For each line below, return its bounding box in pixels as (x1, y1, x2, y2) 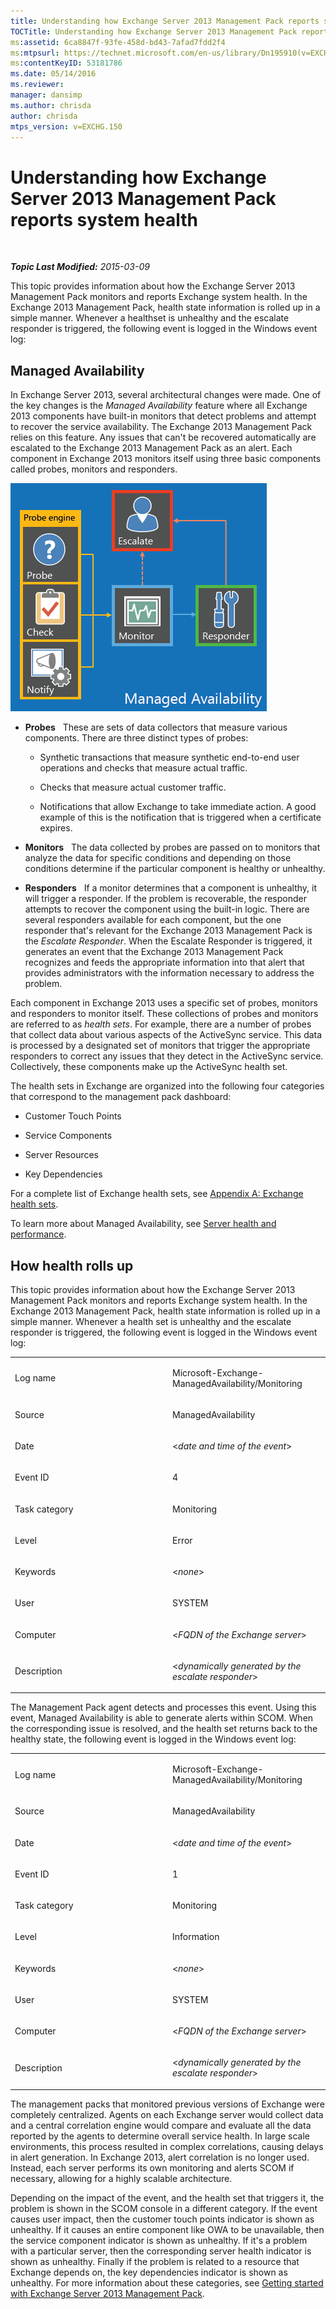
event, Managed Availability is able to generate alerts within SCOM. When (10, 1712, 314, 1724)
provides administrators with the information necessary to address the (24, 967, 315, 979)
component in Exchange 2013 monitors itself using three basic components (10, 453, 322, 465)
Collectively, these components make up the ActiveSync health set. (10, 1061, 288, 1073)
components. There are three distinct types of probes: (24, 732, 249, 744)
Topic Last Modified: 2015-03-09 (10, 261, 150, 273)
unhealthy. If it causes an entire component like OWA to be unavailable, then (10, 2223, 325, 2235)
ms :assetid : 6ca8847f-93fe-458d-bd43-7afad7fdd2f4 (10, 37, 226, 47)
